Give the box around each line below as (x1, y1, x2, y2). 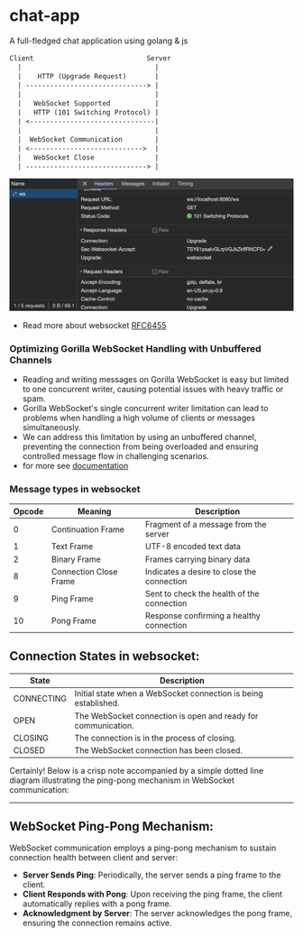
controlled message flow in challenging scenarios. (22, 451, 209, 461)
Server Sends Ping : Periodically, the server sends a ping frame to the (22, 869, 281, 880)
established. (74, 698, 120, 709)
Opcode (13, 506, 44, 517)
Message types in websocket (9, 482, 141, 495)
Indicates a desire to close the (145, 565, 257, 577)
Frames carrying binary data (145, 554, 251, 565)
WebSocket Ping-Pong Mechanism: (9, 819, 214, 834)
